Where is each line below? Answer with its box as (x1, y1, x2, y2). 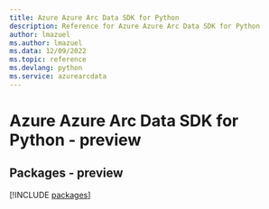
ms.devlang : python (9, 64, 83, 73)
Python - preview (9, 130, 142, 150)
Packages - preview (9, 166, 124, 181)
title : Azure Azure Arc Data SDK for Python (9, 13, 180, 23)
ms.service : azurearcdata (9, 72, 107, 81)
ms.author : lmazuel (9, 38, 83, 48)
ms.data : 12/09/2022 (9, 47, 88, 56)
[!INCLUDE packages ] (9, 189, 91, 200)
